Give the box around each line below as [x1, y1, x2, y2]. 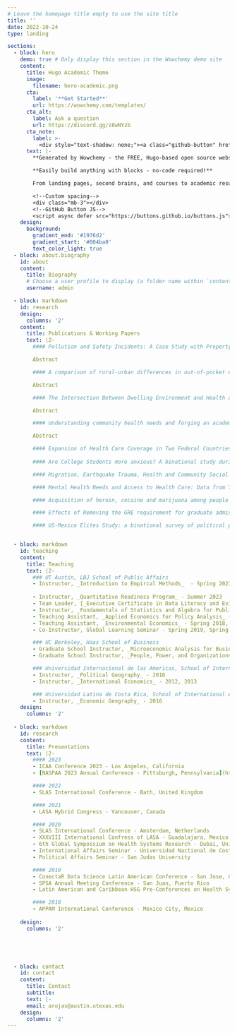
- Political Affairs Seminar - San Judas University [32, 854, 191, 861]
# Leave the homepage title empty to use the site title [7, 10, 178, 18]
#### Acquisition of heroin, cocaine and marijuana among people [32, 496, 229, 503]
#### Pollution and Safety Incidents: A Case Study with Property [32, 343, 232, 350]
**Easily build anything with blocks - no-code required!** [32, 167, 213, 174]
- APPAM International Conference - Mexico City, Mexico [32, 905, 203, 913]
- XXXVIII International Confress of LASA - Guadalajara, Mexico [32, 834, 229, 841]
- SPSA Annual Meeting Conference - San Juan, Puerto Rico [32, 880, 210, 887]
